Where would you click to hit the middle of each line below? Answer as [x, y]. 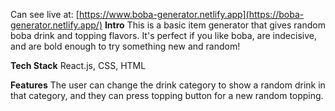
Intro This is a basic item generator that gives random [215, 25]
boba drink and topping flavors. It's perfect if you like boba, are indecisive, [163, 35]
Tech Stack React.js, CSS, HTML [78, 65]
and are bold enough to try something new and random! [125, 46]
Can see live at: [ [45, 14]
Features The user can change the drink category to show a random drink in [168, 85]
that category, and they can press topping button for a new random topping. [167, 95]
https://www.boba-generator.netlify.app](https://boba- [191, 14]
